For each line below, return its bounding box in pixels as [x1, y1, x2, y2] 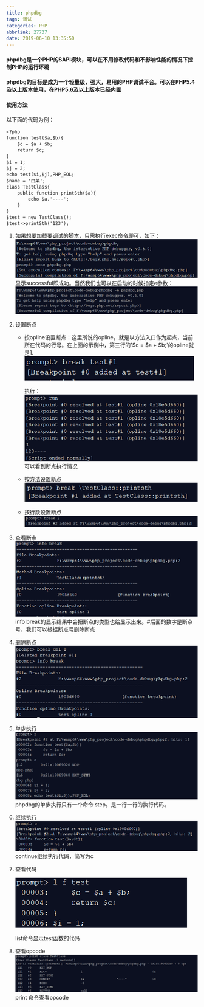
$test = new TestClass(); [6, 214, 72, 220]
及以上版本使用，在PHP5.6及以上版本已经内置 [6, 86, 121, 94]
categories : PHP [6, 22, 47, 29]
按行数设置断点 [24, 508, 62, 516]
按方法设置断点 [24, 475, 62, 483]
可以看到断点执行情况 [24, 462, 78, 469]
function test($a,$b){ [6, 134, 64, 141]
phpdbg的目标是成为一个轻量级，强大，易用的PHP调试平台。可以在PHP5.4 [6, 78, 195, 86]
